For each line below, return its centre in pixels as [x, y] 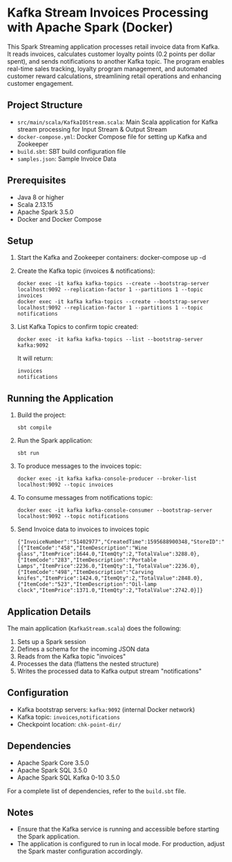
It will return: [35, 359]
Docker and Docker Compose [59, 219]
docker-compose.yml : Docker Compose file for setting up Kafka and [112, 136]
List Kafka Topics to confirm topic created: [78, 327]
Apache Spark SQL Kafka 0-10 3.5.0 [68, 778]
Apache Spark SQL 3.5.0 [52, 770]
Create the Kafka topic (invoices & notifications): [86, 271]
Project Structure [45, 105]
